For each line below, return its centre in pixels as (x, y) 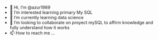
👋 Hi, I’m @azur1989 (30, 7)
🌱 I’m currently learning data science (47, 17)
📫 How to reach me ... (32, 33)
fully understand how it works (39, 28)
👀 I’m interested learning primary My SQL (51, 12)
